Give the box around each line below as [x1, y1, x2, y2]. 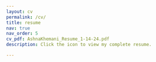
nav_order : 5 [6, 31, 38, 37]
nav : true [6, 25, 31, 31]
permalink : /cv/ [6, 14, 46, 20]
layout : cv [6, 8, 33, 15]
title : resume [6, 19, 41, 25]
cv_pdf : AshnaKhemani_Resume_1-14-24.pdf [6, 36, 110, 42]
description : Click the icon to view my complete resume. [6, 42, 152, 48]
